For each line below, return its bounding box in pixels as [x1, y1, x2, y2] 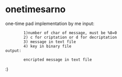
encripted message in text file [23, 57, 93, 62]
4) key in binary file [23, 43, 72, 49]
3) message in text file [23, 39, 76, 44]
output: [5, 48, 22, 53]
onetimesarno [5, 4, 66, 15]
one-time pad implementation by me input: [5, 20, 95, 27]
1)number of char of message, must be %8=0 [23, 30, 117, 35]
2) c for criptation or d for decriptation [23, 35, 117, 40]
